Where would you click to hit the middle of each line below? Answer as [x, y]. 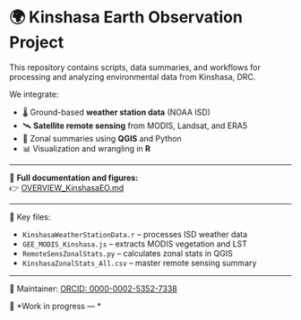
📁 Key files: [30, 217]
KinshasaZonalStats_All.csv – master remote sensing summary [139, 263]
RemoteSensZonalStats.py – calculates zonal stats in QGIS [127, 253]
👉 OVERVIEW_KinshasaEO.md [67, 187]
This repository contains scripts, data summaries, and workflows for [135, 67]
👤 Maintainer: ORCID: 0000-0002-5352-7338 [93, 289]
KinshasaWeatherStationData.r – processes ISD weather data [135, 234]
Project [37, 43]
